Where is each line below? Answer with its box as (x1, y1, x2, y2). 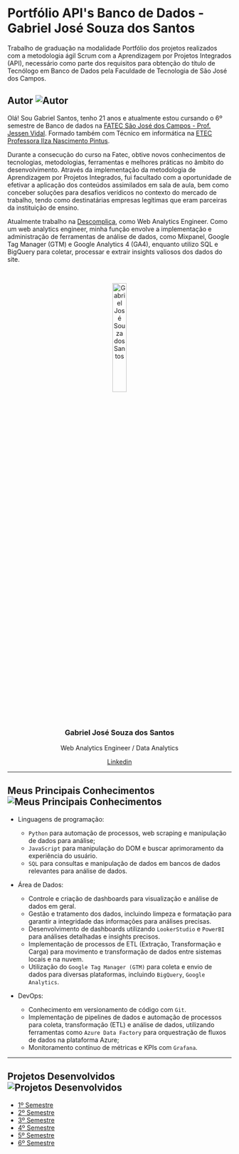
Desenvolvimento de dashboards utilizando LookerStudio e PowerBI (28, 924, 225, 933)
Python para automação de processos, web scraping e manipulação (28, 829, 227, 837)
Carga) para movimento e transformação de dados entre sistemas (28, 947, 222, 956)
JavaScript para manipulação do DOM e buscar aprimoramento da (28, 844, 224, 852)
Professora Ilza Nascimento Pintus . (7, 136, 110, 145)
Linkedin (107, 757, 132, 766)
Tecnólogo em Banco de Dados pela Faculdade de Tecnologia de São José (7, 66, 228, 75)
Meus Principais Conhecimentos (7, 785, 155, 797)
